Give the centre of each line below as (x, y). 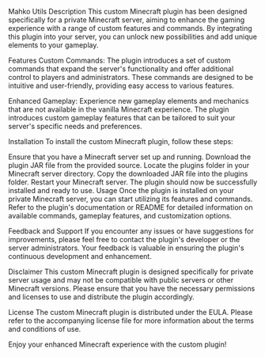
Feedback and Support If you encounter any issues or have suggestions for (131, 231)
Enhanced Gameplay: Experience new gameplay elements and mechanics (129, 101)
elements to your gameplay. (53, 45)
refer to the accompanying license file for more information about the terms (131, 321)
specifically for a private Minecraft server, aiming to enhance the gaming (127, 20)
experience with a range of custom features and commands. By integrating (131, 28)
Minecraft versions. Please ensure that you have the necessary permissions (132, 289)
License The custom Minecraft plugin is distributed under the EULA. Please (131, 312)
